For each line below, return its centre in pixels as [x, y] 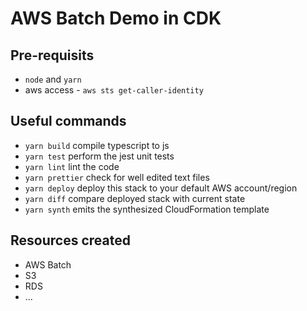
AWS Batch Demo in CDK [116, 18]
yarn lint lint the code [72, 166]
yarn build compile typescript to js [97, 145]
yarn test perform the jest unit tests [99, 156]
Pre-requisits [52, 55]
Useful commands [68, 121]
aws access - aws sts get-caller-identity [114, 90]
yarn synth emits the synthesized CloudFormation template [147, 209]
